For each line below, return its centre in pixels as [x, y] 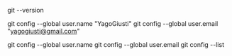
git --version [26, 10]
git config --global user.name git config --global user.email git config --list [116, 44]
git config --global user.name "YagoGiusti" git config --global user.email [113, 23]
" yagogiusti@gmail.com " [44, 31]
